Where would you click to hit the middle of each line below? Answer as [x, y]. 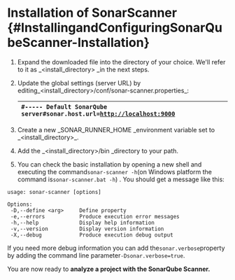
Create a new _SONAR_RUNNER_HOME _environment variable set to [116, 129]
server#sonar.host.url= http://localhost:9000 [98, 114]
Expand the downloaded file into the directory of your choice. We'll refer [121, 62]
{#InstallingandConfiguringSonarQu [115, 28]
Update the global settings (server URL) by [79, 83]
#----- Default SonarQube [64, 107]
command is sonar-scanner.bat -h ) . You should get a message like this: [121, 179]
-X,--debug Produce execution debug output [92, 235]
